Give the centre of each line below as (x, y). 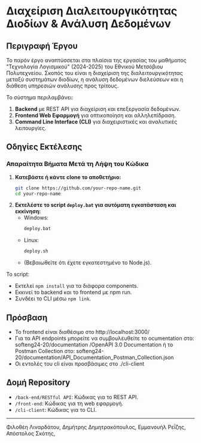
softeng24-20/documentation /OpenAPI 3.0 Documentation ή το (94, 345)
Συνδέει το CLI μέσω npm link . (53, 299)
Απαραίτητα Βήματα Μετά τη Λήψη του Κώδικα (77, 164)
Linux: (31, 240)
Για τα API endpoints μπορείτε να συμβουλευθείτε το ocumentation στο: (104, 338)
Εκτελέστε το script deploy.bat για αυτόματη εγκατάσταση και (95, 205)
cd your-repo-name (38, 194)
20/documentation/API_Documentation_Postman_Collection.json (94, 357)
